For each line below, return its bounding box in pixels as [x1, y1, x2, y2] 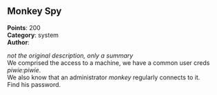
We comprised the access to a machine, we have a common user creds [7, 58, 210, 67]
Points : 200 [7, 23, 41, 31]
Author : [7, 38, 30, 46]
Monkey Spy [7, 5, 62, 17]
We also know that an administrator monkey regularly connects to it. [7, 73, 200, 81]
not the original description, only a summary [7, 51, 134, 59]
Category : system [7, 31, 59, 39]
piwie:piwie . [7, 66, 41, 74]
